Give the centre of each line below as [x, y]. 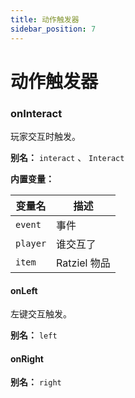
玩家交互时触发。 [45, 136]
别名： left [34, 335]
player [31, 243]
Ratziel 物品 [83, 263]
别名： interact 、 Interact [67, 157]
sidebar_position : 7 [53, 29]
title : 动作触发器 [45, 19]
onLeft [24, 290]
